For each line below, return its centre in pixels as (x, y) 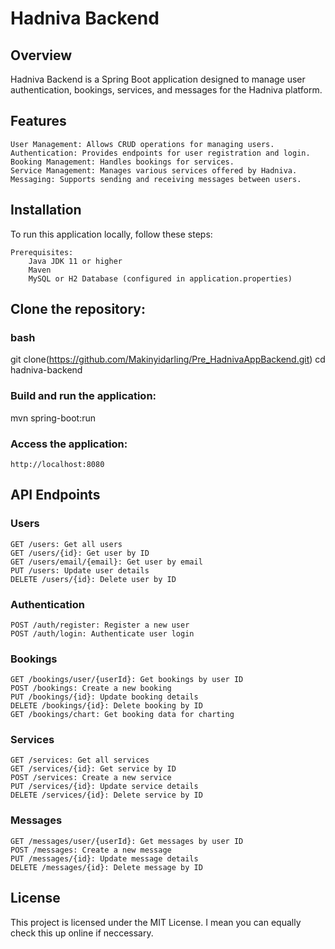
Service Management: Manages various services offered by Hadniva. (154, 170)
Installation (46, 210)
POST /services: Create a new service (91, 778)
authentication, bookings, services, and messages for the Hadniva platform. (166, 90)
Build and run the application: (83, 396)
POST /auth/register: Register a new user (100, 625)
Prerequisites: (42, 252)
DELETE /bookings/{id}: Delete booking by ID (106, 706)
